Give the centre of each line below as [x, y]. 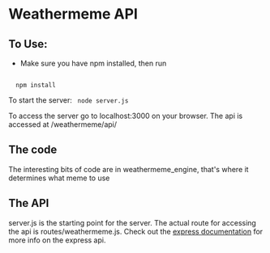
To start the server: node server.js [69, 100]
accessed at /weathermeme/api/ [63, 124]
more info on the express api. [57, 240]
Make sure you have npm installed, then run [93, 63]
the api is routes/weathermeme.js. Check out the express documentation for [136, 231]
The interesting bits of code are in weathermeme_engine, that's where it [129, 169]
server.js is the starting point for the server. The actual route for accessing [133, 222]
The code [33, 150]
